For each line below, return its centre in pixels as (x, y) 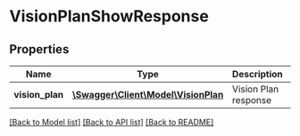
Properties (39, 49)
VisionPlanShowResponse (109, 16)
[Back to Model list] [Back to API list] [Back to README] (112, 122)
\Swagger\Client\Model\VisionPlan (148, 95)
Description (257, 74)
